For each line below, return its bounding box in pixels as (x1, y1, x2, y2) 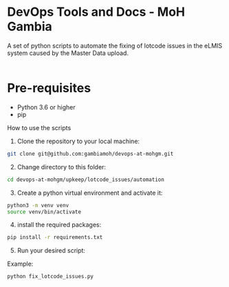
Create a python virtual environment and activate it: (17, 189, 163, 197)
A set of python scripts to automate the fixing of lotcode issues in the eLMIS (7, 41, 223, 50)
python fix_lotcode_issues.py (7, 273, 94, 280)
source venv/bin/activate (7, 208, 81, 215)
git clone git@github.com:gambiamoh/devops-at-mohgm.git (7, 150, 174, 157)
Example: (7, 259, 34, 268)
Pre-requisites (7, 81, 91, 96)
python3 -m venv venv (7, 202, 69, 209)
